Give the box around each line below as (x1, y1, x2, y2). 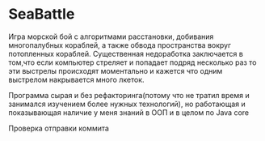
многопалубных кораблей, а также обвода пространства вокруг (8, 40, 232, 49)
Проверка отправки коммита (8, 123, 109, 133)
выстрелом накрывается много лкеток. (8, 75, 145, 84)
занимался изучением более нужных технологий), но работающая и (8, 99, 246, 109)
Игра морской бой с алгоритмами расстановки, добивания (8, 32, 214, 41)
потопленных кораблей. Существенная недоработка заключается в (8, 49, 244, 58)
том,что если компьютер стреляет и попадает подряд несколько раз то (8, 58, 257, 67)
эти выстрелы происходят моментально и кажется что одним (8, 66, 223, 75)
